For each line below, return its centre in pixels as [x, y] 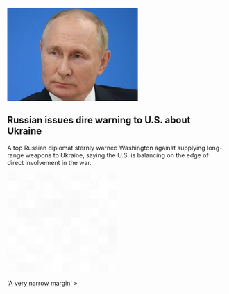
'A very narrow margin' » [42, 283]
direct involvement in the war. [49, 162]
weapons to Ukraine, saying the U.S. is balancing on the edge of [117, 155]
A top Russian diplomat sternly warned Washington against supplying [107, 148]
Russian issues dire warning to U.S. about [99, 120]
